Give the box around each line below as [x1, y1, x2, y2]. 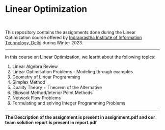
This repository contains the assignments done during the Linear [5, 29, 136, 35]
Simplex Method [12, 79, 46, 85]
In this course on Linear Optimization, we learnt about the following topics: [5, 54, 156, 60]
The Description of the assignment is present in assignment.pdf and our [5, 114, 156, 120]
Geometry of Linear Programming [12, 74, 81, 80]
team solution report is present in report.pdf [5, 119, 97, 125]
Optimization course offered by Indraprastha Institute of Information [5, 34, 142, 40]
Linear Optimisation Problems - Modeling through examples [12, 68, 133, 74]
